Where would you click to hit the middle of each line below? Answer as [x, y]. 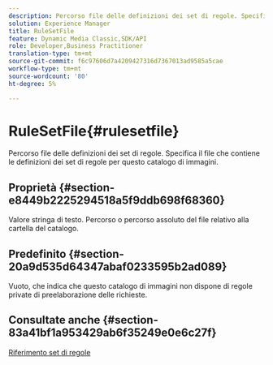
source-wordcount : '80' [49, 76]
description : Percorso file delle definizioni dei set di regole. [123, 16]
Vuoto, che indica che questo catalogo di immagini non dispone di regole [131, 286]
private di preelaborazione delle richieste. [78, 295]
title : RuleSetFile [41, 31]
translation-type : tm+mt [50, 54]
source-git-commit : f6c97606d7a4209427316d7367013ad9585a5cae [116, 62]
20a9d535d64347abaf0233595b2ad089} [118, 266]
